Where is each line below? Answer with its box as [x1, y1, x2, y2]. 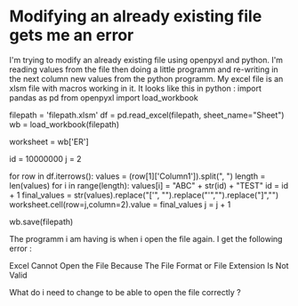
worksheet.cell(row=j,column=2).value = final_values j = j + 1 [9, 198, 231, 210]
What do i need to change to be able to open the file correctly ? [9, 286, 242, 297]
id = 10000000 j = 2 [9, 153, 82, 164]
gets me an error [9, 25, 134, 45]
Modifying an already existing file [9, 6, 262, 27]
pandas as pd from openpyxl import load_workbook [9, 92, 198, 103]
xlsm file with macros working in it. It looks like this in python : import [9, 83, 262, 93]
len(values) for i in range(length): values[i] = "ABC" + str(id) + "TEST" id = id [9, 180, 289, 190]
